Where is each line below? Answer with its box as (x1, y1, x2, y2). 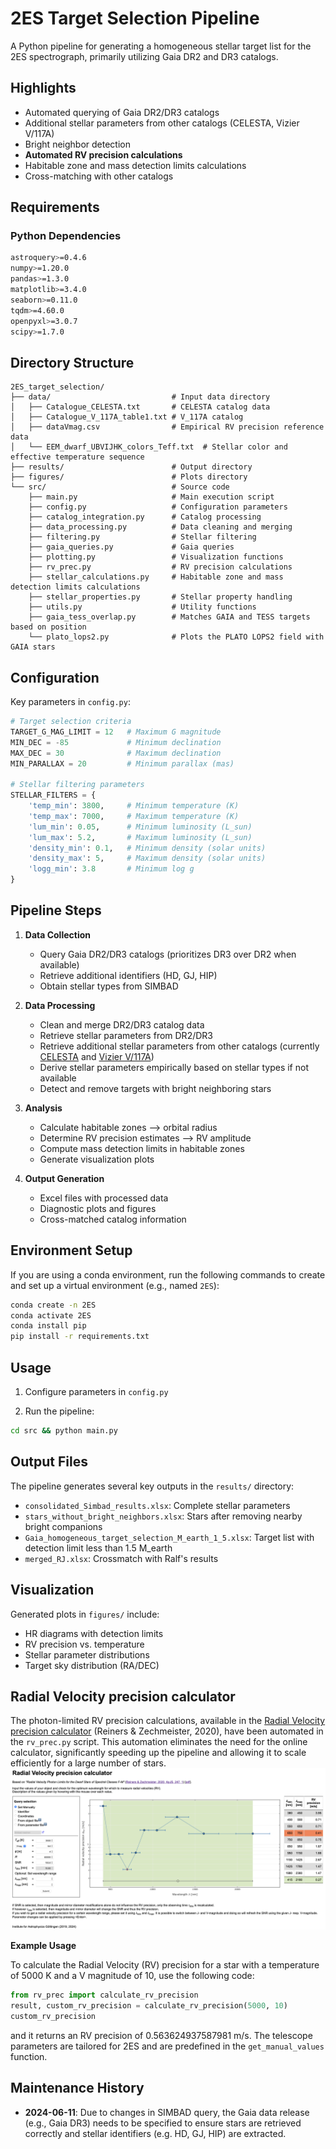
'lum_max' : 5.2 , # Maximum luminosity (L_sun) (28, 832, 253, 842)
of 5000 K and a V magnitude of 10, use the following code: (10, 1970, 255, 1982)
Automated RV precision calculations (24, 148, 183, 161)
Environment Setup (10, 1242, 133, 1259)
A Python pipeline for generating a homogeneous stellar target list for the (10, 40, 312, 52)
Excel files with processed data (39, 1192, 169, 1204)
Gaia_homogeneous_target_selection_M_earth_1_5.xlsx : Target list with (24, 1531, 315, 1543)
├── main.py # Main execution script (28, 492, 275, 502)
